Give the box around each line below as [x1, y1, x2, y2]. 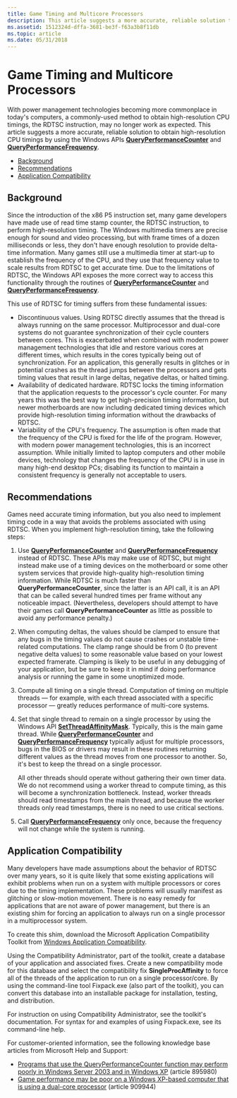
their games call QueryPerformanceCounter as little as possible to [17, 606, 213, 614]
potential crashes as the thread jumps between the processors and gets [17, 365, 227, 374]
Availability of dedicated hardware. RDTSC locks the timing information [17, 381, 224, 389]
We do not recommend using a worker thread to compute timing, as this [17, 781, 227, 789]
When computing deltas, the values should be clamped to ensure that [17, 627, 220, 635]
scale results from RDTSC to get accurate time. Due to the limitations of [7, 263, 215, 272]
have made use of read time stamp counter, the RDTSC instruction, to [7, 218, 209, 227]
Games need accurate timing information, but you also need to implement [7, 510, 221, 518]
